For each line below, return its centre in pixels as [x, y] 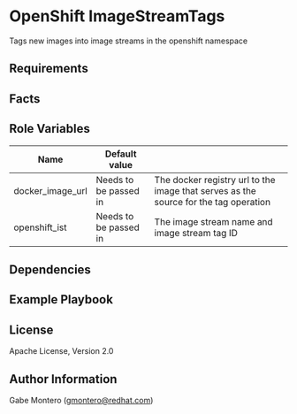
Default [121, 154]
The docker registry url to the [215, 180]
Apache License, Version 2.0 [61, 351]
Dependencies [50, 269]
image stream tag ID [196, 233]
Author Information [63, 379]
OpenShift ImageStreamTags [117, 16]
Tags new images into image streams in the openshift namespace [129, 41]
